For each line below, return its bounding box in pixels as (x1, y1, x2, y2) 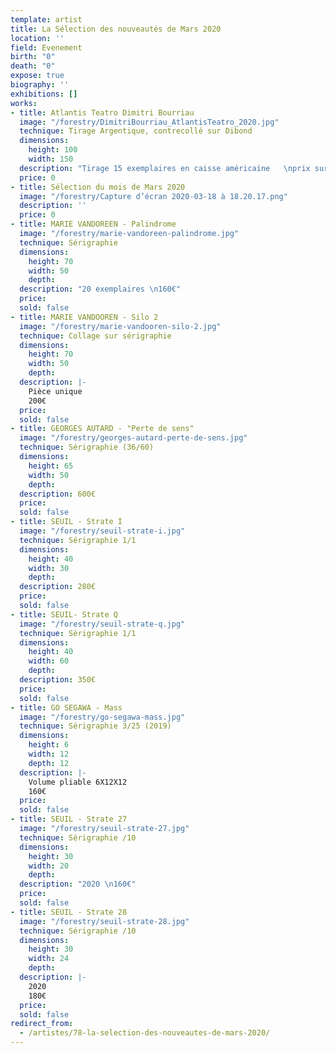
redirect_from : (10, 1019, 74, 1029)
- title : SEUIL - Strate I (10, 517, 123, 527)
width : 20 (28, 861, 70, 871)
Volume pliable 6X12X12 (28, 777, 128, 787)
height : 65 (28, 461, 74, 471)
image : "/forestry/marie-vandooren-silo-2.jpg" (19, 321, 222, 331)
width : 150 (28, 154, 74, 164)
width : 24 (28, 954, 70, 964)
